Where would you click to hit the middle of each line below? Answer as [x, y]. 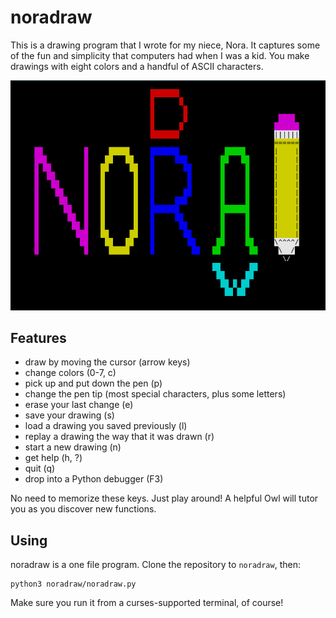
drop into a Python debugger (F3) [94, 479]
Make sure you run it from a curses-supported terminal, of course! [147, 603]
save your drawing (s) [69, 415]
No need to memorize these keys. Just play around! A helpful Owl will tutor [164, 498]
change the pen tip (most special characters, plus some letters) [155, 394]
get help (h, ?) [53, 458]
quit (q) [40, 468]
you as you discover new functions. [83, 509]
